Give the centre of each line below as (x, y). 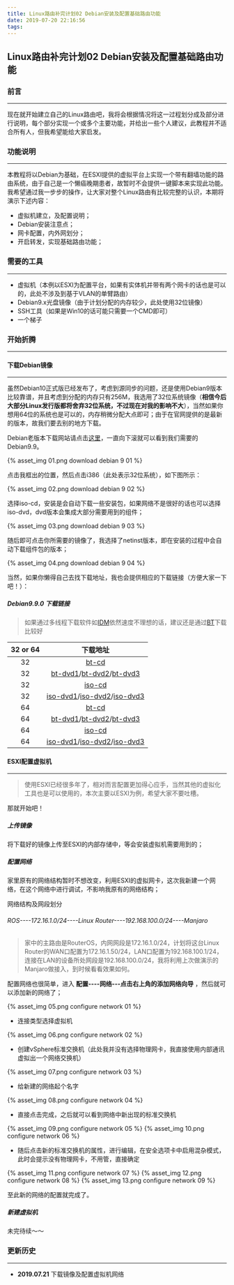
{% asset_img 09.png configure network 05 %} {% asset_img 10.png (106, 1129)
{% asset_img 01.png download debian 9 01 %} (75, 460)
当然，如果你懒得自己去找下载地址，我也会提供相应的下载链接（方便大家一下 (117, 578)
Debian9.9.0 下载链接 (39, 603)
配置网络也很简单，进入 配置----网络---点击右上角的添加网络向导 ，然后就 (114, 984)
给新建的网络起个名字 (48, 1086)
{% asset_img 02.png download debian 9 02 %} (76, 489)
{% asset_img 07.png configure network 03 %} (75, 1072)
